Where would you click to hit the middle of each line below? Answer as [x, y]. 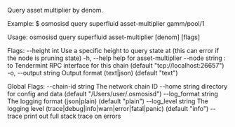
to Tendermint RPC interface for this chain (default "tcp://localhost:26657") [116, 65]
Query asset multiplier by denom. [55, 10]
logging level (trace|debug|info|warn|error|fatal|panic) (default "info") [108, 109]
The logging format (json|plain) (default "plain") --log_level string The [108, 101]
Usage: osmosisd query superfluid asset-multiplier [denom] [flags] [104, 37]
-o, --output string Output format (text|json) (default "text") [93, 73]
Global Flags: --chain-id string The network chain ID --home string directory [117, 86]
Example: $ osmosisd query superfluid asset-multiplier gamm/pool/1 [106, 23]
